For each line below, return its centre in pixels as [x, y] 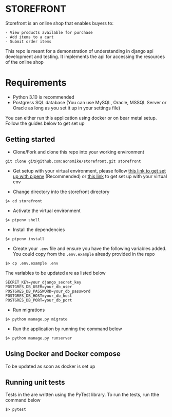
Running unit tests [35, 382]
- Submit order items [28, 42]
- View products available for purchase [49, 32]
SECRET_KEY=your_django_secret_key [43, 282]
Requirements [36, 83]
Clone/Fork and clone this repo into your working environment [79, 151]
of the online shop [24, 62]
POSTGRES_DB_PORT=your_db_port [39, 300]
